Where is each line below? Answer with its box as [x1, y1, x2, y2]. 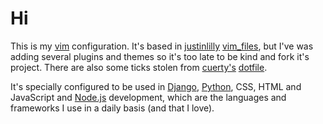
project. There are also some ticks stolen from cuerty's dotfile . [10, 61, 268, 73]
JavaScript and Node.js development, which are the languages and [10, 91, 287, 103]
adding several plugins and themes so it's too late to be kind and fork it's [10, 50, 310, 62]
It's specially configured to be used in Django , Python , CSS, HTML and [10, 80, 302, 92]
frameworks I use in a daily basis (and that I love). [10, 102, 215, 114]
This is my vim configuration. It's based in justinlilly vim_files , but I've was [10, 40, 314, 52]
